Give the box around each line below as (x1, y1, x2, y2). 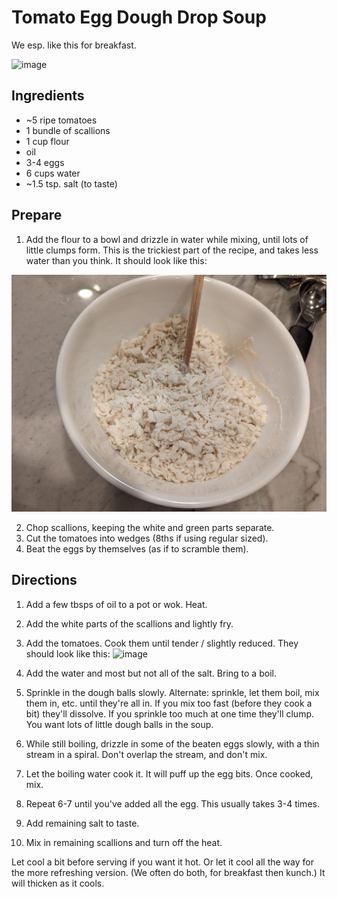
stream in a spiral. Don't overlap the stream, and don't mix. (25, 748, 268, 760)
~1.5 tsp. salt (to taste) (25, 177, 118, 190)
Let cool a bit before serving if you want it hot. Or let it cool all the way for (11, 856, 314, 868)
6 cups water (25, 167, 81, 179)
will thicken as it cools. (11, 877, 105, 889)
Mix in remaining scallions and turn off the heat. (25, 836, 223, 848)
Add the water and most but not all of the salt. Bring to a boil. (25, 667, 277, 679)
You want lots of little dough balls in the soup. (25, 718, 214, 730)
